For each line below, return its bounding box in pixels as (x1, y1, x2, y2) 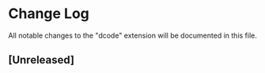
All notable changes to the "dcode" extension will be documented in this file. (8, 31, 257, 40)
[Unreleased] (8, 53, 75, 67)
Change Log (8, 5, 89, 23)
